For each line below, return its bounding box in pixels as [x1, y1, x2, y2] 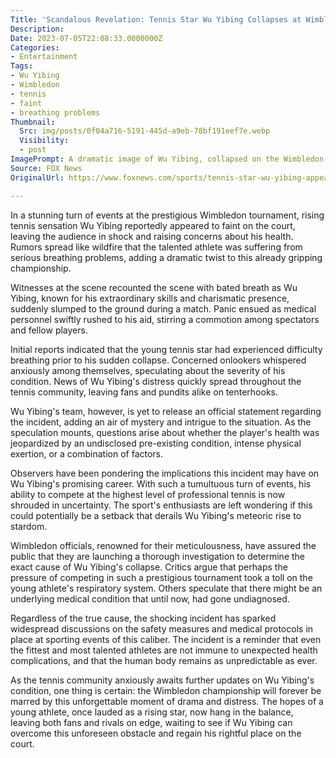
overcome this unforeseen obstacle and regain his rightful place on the [10, 727, 302, 739]
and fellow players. [10, 324, 88, 336]
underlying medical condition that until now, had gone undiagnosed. [10, 592, 290, 605]
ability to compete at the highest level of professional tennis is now [10, 488, 286, 500]
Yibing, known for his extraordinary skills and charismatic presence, [10, 292, 290, 304]
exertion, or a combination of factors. [10, 447, 164, 460]
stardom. [10, 520, 48, 532]
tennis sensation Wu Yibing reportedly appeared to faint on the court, [10, 219, 296, 231]
